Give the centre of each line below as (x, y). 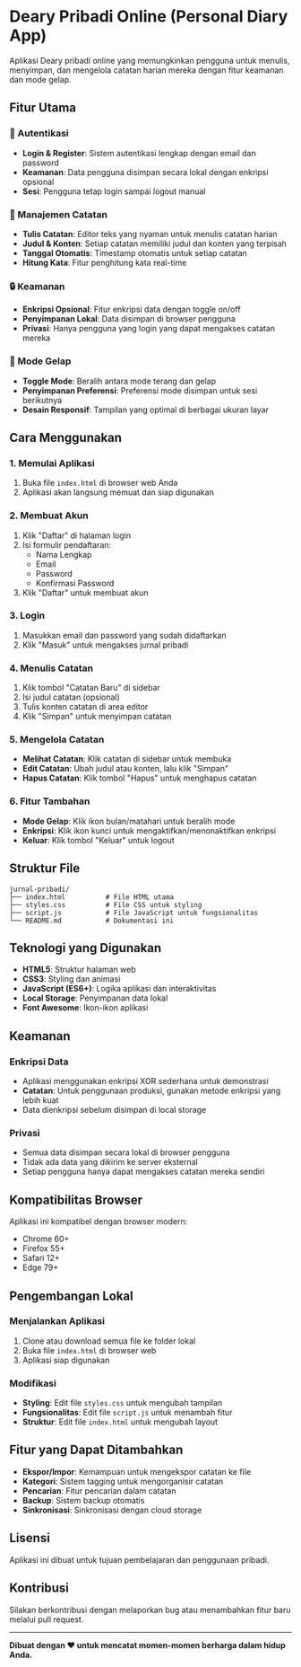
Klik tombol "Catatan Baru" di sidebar (91, 688)
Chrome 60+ (46, 1239)
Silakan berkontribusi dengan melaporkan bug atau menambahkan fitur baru (150, 1610)
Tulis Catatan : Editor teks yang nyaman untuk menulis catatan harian (150, 234)
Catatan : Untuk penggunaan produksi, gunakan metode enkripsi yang (151, 1090)
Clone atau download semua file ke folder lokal (109, 1341)
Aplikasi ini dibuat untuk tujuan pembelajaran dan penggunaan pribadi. (139, 1559)
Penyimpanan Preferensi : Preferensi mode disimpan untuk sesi (140, 390)
